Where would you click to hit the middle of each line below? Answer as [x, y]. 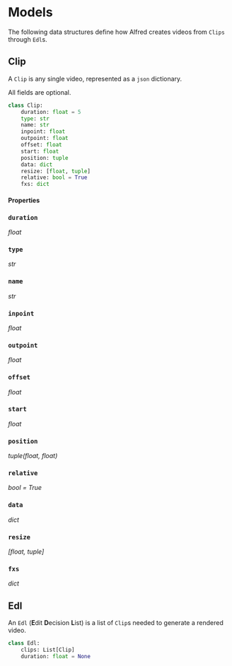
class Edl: [24, 643]
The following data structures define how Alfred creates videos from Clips [116, 32]
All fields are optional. [40, 92]
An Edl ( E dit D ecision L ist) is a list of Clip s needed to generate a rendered [116, 623]
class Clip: [25, 105]
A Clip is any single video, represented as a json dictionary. [95, 78]
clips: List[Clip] [48, 650]
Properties [24, 200]
